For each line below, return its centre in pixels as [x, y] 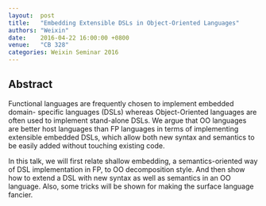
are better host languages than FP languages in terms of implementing [123, 128]
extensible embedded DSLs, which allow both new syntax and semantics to [132, 137]
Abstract [31, 84]
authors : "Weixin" [39, 30]
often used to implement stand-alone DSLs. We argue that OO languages [127, 120]
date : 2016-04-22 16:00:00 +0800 [69, 38]
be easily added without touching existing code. [87, 145]
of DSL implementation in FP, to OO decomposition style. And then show [127, 169]
